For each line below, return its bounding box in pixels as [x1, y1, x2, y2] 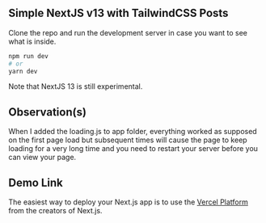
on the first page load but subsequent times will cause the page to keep [8, 135, 248, 145]
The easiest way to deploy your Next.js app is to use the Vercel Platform [8, 197, 249, 207]
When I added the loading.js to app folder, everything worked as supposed [8, 127, 257, 137]
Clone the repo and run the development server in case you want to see [8, 27, 248, 37]
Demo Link [8, 175, 63, 189]
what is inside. [8, 36, 57, 46]
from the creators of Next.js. [8, 206, 103, 216]
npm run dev [8, 52, 49, 60]
